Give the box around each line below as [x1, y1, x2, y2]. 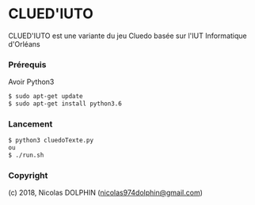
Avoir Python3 [8, 77, 55, 87]
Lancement [8, 118, 53, 129]
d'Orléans [8, 39, 41, 48]
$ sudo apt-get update [8, 93, 83, 101]
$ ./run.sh [8, 151, 44, 159]
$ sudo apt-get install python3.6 [8, 100, 123, 108]
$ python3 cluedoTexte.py [8, 136, 93, 145]
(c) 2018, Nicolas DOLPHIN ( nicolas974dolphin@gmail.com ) [8, 188, 204, 198]
